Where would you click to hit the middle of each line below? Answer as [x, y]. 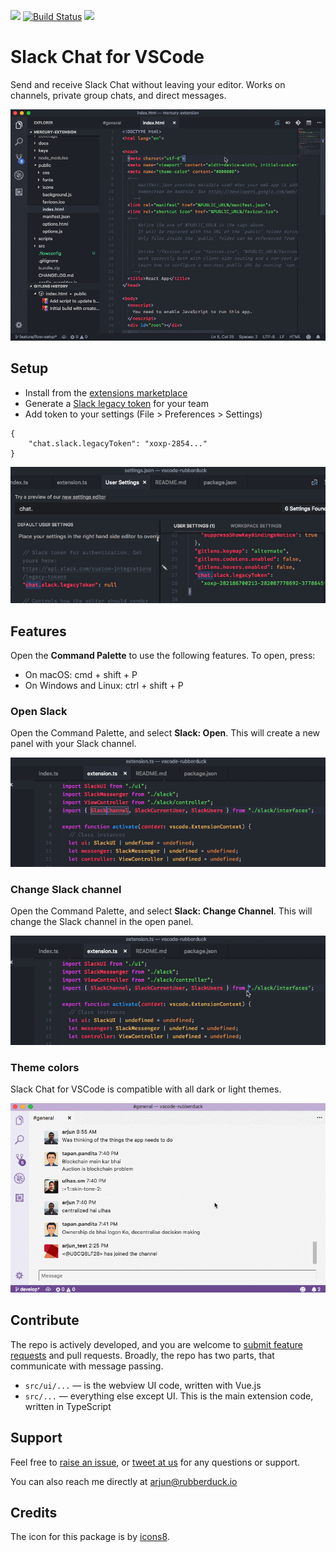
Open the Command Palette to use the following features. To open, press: [163, 655]
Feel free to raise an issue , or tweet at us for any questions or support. [155, 1462]
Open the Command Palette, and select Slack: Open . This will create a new [165, 733]
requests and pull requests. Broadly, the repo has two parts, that [142, 1355]
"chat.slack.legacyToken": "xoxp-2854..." [118, 443]
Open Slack [39, 711]
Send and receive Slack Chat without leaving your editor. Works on [148, 84]
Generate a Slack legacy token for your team [116, 403]
